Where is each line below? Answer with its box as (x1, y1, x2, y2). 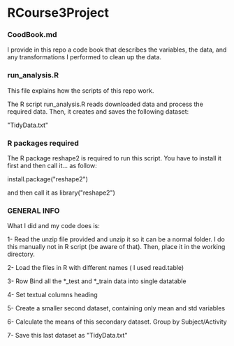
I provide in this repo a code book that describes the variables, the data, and (7, 45, 227, 54)
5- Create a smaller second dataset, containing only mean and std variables (7, 304, 226, 313)
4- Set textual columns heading (7, 291, 98, 299)
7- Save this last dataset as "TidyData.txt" (7, 331, 128, 340)
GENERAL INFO (7, 206, 60, 216)
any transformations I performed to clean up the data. (7, 53, 162, 61)
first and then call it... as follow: (7, 162, 98, 170)
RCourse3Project (7, 5, 110, 21)
